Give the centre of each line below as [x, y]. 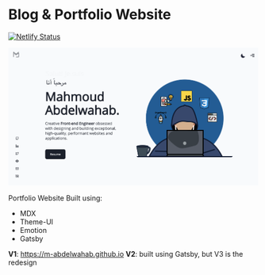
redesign [23, 262]
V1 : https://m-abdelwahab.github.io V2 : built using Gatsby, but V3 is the [126, 254]
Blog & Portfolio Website [90, 15]
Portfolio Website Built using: [56, 198]
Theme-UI [36, 222]
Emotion [33, 231]
